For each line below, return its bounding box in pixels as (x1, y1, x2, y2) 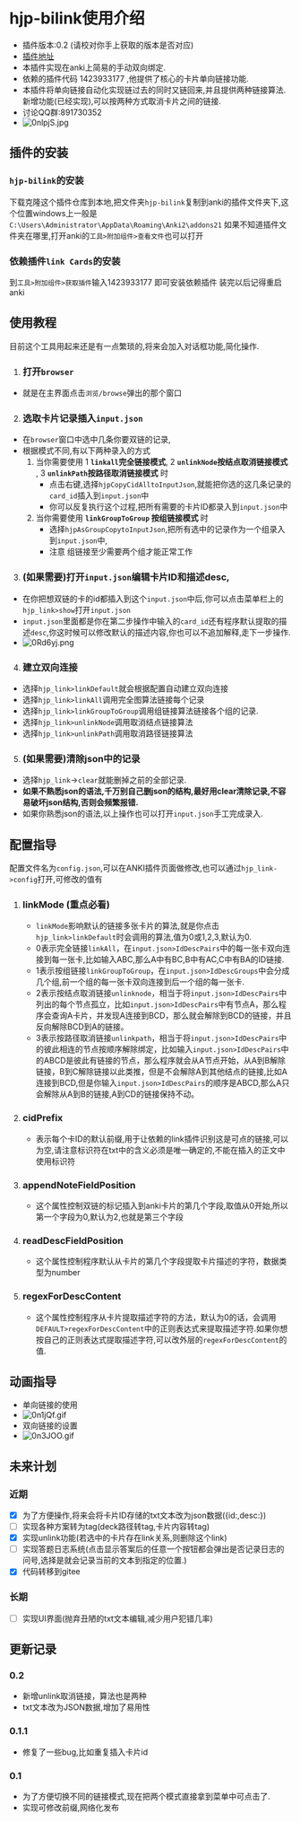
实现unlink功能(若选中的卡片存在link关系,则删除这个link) (21, 1532, 227, 1544)
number (51, 1267, 81, 1278)
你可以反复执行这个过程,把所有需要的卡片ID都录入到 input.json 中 (48, 502, 288, 512)
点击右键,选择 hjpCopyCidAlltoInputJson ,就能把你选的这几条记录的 (48, 479, 292, 490)
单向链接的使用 (21, 1399, 78, 1410)
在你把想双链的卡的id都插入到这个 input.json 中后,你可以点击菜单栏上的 (21, 593, 284, 604)
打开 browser (21, 365, 74, 378)
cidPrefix (21, 1112, 64, 1125)
